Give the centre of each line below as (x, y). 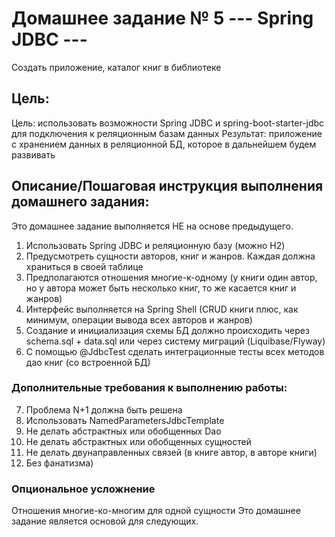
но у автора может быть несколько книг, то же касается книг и (161, 288)
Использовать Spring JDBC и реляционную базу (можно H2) (155, 245)
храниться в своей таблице (84, 266)
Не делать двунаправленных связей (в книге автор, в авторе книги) (171, 452)
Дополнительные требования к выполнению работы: (149, 388)
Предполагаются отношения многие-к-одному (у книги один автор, (171, 277)
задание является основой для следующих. (105, 521)
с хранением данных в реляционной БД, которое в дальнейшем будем (164, 144)
